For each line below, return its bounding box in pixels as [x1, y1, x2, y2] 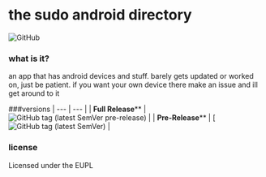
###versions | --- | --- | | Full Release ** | [8, 104, 147, 114]
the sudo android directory [8, 6, 192, 24]
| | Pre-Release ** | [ [148, 113, 217, 123]
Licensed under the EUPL [8, 160, 93, 170]
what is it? [8, 53, 50, 64]
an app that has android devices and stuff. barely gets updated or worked [8, 71, 254, 81]
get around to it [8, 88, 60, 98]
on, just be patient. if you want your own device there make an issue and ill [8, 80, 258, 90]
